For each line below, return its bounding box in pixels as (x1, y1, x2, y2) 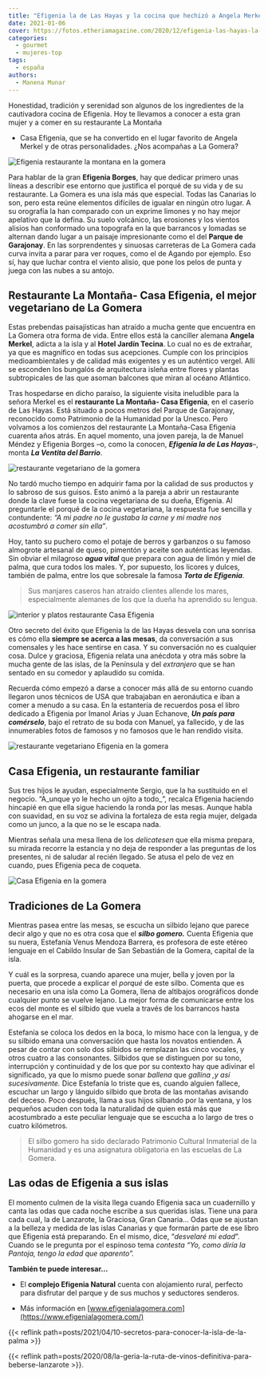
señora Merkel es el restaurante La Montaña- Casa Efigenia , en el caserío (8, 397, 254, 407)
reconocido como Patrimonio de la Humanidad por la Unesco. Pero (8, 414, 229, 424)
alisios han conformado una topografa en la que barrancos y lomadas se (8, 223, 247, 232)
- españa (15, 64, 45, 72)
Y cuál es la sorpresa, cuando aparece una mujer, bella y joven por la (8, 969, 235, 979)
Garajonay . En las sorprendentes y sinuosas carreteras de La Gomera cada (8, 240, 257, 250)
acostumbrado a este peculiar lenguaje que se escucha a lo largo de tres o (8, 1112, 254, 1122)
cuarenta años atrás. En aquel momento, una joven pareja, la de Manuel (8, 431, 244, 441)
